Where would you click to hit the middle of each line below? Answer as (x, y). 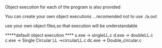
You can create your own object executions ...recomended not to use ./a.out (81, 16)
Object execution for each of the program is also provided (63, 7)
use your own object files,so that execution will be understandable (71, 26)
